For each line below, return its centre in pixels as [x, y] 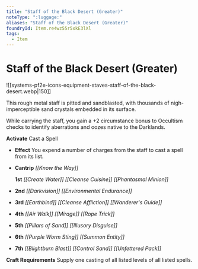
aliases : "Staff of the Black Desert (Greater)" [67, 23]
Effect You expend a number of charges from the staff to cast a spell [99, 150]
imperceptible [23, 109]
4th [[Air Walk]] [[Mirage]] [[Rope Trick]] [65, 214]
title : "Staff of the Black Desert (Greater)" [65, 12]
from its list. [29, 156]
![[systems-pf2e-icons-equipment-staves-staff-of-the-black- [81, 85]
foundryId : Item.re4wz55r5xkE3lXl [49, 28]
